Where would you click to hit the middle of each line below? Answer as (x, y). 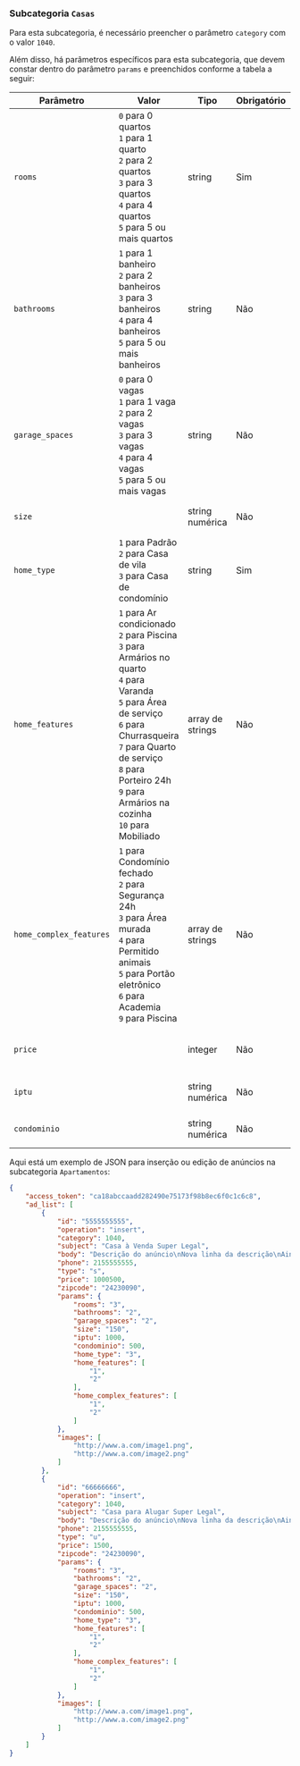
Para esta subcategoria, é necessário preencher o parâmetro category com (147, 33)
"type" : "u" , (81, 1537)
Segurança (142, 896)
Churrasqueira (149, 736)
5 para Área (142, 702)
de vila (133, 565)
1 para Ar (137, 613)
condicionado (147, 624)
